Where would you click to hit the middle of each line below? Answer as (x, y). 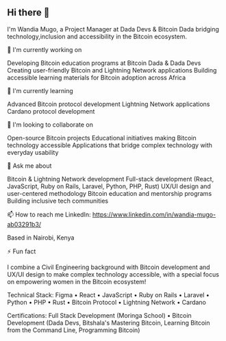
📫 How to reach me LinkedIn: (49, 214)
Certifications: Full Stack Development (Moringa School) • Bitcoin (99, 315)
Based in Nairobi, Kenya (41, 238)
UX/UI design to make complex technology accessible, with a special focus (113, 274)
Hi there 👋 (28, 13)
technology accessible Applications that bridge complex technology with (110, 145)
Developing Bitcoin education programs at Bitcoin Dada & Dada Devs (104, 63)
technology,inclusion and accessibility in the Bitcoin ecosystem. (97, 36)
